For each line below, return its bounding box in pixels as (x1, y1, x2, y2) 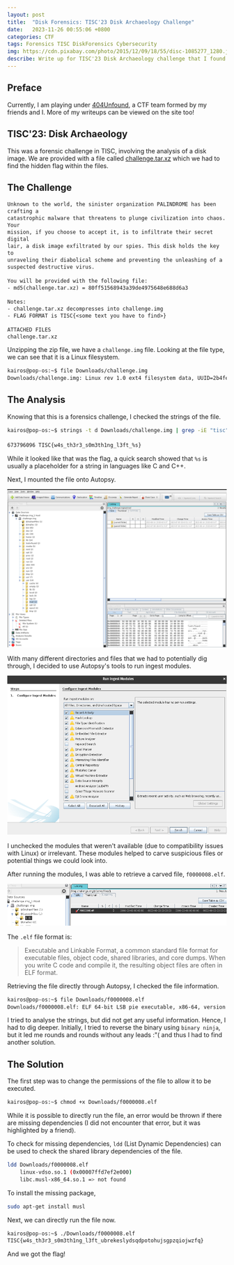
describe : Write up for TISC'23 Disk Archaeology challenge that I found (7, 56, 226, 63)
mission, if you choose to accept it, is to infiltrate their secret (7, 229, 214, 236)
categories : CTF (7, 33, 54, 40)
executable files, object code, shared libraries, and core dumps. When (24, 953, 226, 962)
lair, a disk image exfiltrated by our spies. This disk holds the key (7, 243, 219, 250)
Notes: (7, 298, 26, 306)
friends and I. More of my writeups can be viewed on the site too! (7, 108, 195, 116)
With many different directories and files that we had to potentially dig (7, 654, 208, 662)
